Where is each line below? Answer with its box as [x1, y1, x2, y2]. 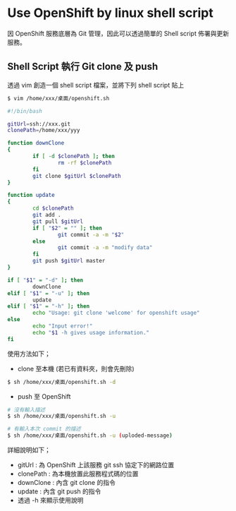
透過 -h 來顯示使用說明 [17, 496, 84, 504]
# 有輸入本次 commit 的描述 [7, 426, 81, 433]
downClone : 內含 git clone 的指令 [17, 479, 116, 486]
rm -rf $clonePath [57, 159, 112, 167]
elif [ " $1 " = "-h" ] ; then [7, 303, 90, 310]
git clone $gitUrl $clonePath [32, 172, 121, 179]
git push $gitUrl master [32, 258, 106, 265]
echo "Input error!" [32, 323, 93, 330]
